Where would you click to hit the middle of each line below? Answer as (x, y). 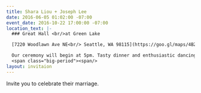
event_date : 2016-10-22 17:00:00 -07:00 (57, 23)
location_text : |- (29, 28)
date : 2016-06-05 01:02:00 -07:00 (49, 17)
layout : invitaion (29, 66)
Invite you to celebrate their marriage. (53, 83)
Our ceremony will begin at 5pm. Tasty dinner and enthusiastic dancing (104, 55)
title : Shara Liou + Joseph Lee (46, 12)
